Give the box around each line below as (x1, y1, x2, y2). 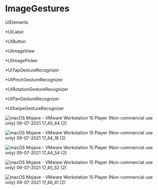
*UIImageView (5, 48, 35, 54)
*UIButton (5, 38, 26, 44)
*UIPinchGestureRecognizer (5, 76, 63, 82)
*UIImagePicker (5, 57, 38, 63)
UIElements (5, 19, 29, 25)
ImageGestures (5, 3, 70, 14)
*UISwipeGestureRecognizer (5, 105, 64, 111)
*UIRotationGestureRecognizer (5, 86, 69, 92)
